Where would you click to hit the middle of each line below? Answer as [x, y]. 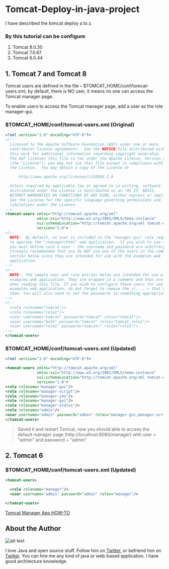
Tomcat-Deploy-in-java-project [72, 9]
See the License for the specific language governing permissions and [85, 200]
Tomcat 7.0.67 [27, 53]
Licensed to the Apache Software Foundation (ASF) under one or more [84, 144]
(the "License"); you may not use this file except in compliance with [87, 163]
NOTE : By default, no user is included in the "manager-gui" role [82, 237]
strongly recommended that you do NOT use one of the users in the [82, 252]
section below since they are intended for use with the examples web [85, 256]
